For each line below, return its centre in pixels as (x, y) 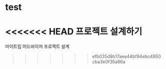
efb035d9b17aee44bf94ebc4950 (126, 56)
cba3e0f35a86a (109, 62)
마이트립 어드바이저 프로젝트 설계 (37, 46)
